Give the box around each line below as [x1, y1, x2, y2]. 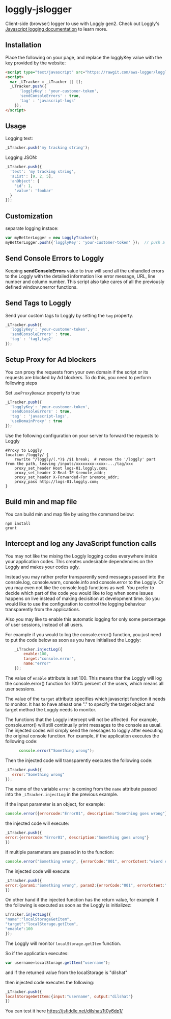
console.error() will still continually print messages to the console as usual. [5, 722, 162, 728]
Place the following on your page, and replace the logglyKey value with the [5, 54, 162, 60]
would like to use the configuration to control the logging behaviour [5, 600, 147, 607]
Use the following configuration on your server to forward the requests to [5, 432, 159, 438]
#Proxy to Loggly [5, 448, 42, 453]
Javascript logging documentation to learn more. [5, 26, 108, 32]
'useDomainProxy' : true [10, 419, 63, 424]
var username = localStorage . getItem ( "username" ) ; [5, 960, 110, 965]
